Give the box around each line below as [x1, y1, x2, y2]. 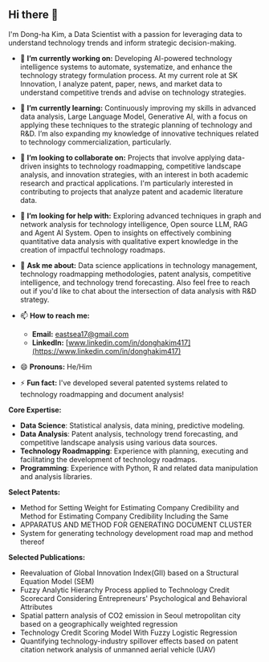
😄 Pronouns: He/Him [19, 362, 92, 372]
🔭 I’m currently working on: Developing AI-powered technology [19, 53, 233, 63]
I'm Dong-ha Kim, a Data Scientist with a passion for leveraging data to [8, 29, 243, 39]
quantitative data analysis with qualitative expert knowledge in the [19, 236, 238, 246]
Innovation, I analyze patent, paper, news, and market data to [19, 79, 222, 88]
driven [19, 161, 42, 171]
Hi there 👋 [8, 8, 59, 22]
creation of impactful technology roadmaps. [19, 245, 166, 254]
